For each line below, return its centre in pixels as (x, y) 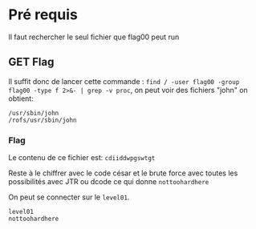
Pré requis (43, 15)
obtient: (21, 98)
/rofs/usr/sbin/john (43, 120)
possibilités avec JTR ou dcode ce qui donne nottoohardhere (109, 182)
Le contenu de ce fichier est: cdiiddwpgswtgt (82, 158)
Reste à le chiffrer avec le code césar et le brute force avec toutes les (123, 173)
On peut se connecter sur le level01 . (69, 197)
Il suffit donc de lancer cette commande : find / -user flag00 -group (124, 81)
